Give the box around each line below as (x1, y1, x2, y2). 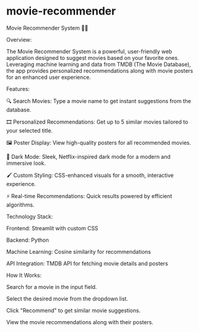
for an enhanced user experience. (6, 73, 91, 81)
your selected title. (6, 127, 53, 134)
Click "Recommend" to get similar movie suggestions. (6, 307, 141, 314)
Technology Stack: (6, 213, 53, 220)
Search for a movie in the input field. (6, 283, 97, 290)
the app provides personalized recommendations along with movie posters (6, 67, 194, 74)
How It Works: (6, 271, 42, 279)
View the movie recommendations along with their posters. (6, 318, 153, 325)
